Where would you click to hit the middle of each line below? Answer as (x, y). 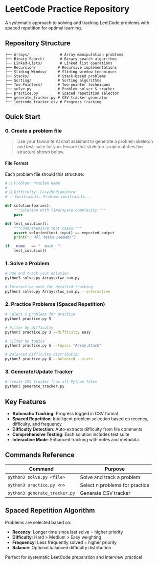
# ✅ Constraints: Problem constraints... (48, 197)
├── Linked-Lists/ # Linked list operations (59, 63)
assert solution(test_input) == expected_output (64, 233)
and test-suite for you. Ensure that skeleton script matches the (80, 147)
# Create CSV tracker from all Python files (51, 382)
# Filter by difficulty (29, 327)
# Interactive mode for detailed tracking (49, 287)
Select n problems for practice (115, 485)
